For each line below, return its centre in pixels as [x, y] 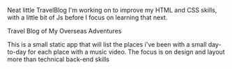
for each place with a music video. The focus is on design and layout [126, 52]
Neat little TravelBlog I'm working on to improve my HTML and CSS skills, [112, 10]
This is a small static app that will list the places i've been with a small [107, 44]
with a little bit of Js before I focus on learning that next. [87, 17]
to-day [17, 52]
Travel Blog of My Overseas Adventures [64, 31]
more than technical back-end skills [59, 59]
